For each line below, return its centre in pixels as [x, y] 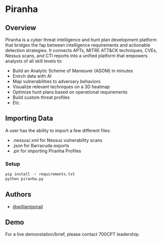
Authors [18, 195]
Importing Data [29, 118]
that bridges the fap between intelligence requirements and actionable [78, 45]
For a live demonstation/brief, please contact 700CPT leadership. [72, 234]
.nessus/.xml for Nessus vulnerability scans [57, 140]
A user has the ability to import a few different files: [58, 130]
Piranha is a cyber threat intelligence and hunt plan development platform [81, 40]
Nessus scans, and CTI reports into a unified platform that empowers [76, 56]
